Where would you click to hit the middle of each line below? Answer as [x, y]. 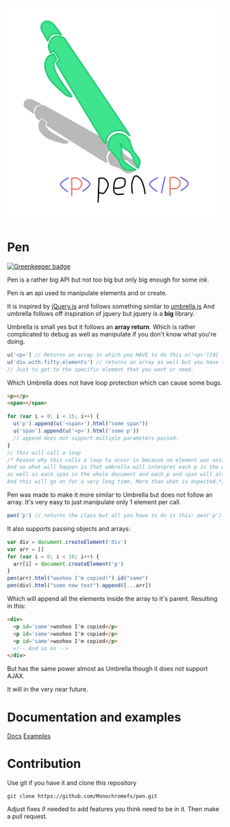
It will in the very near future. [48, 690]
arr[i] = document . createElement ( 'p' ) [69, 564]
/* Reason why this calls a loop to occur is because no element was [108, 460]
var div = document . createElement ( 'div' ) [67, 542]
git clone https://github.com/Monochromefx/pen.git [82, 796]
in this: [16, 606]
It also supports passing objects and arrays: [69, 528]
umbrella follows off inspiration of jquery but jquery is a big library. [101, 313]
